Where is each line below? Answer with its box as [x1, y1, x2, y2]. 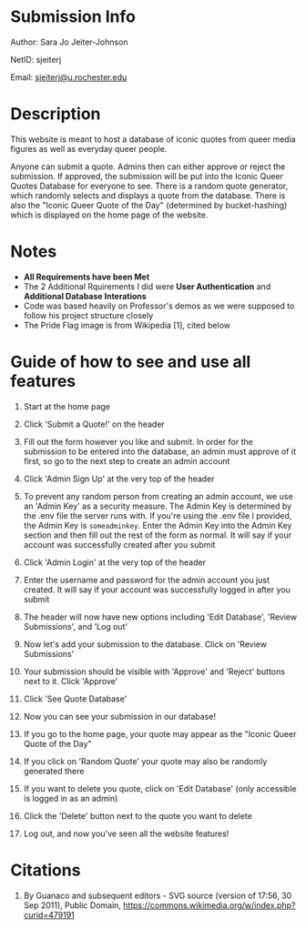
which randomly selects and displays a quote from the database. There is [10, 189, 286, 201]
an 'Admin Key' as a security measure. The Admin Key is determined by [23, 500, 292, 511]
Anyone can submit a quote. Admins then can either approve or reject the [10, 161, 286, 172]
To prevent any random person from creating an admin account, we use [23, 490, 294, 501]
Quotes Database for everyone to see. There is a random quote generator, [10, 180, 289, 191]
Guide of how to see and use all [10, 352, 251, 372]
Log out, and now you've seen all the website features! [23, 828, 229, 839]
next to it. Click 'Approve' [23, 675, 118, 686]
